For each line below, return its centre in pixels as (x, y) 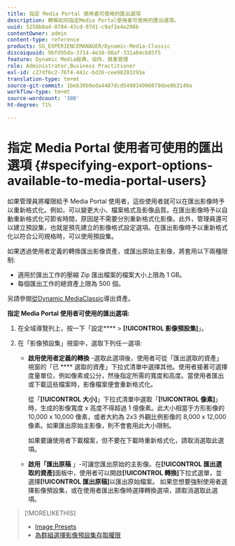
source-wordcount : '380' (43, 99)
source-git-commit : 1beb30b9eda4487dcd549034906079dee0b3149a (100, 86)
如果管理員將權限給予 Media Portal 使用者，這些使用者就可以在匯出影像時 (113, 201)
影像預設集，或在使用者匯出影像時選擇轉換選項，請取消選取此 (123, 490)
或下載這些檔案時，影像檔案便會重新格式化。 (92, 384)
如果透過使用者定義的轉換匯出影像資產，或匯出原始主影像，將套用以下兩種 (114, 251)
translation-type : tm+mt (43, 79)
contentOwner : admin (37, 33)
